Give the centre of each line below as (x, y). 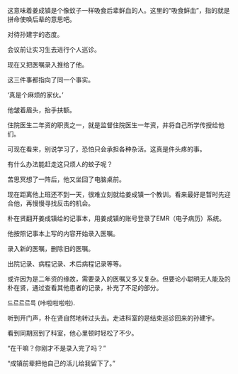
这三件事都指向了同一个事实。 (51, 80)
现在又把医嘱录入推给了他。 (48, 65)
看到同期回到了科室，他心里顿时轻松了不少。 (73, 333)
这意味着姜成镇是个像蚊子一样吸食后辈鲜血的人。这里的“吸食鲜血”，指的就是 (119, 10)
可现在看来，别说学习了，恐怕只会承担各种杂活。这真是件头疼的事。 (107, 149)
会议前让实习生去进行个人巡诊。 (54, 49)
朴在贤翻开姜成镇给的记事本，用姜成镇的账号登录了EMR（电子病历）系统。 (117, 218)
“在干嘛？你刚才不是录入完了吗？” (57, 348)
